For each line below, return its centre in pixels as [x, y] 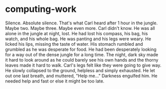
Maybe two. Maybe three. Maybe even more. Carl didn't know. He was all [80, 28]
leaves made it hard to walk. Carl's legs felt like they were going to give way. [83, 65]
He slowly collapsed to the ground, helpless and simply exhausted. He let [80, 70]
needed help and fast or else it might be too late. [55, 81]
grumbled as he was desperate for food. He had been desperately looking [81, 49]
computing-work [41, 9]
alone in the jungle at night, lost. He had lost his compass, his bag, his [77, 33]
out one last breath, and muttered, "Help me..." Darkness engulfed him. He [81, 76]
